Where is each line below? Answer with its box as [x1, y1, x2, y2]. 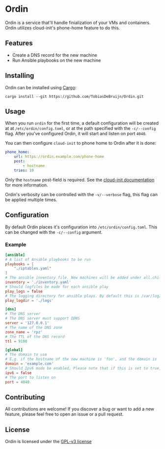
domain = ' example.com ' [5, 361, 54, 366]
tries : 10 [14, 168, 34, 173]
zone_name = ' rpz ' [5, 329, 43, 334]
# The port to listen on [5, 375, 56, 380]
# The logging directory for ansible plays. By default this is [5, 293, 139, 299]
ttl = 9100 [5, 339, 27, 344]
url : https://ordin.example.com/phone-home [14, 154, 105, 159]
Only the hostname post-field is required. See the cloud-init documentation [5, 176, 155, 182]
